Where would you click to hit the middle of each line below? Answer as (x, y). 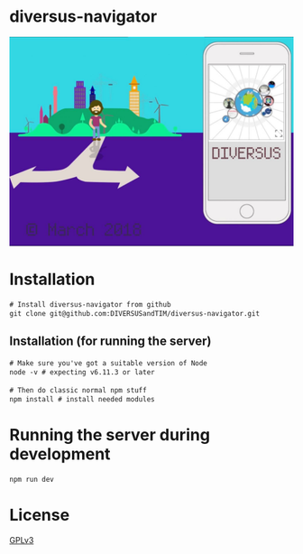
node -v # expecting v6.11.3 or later (82, 372)
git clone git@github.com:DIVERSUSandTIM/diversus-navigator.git (134, 313)
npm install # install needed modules (82, 399)
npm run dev (32, 479)
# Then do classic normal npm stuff (78, 390)
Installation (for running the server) (110, 342)
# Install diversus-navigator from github (90, 304)
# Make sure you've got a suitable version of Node (108, 363)
